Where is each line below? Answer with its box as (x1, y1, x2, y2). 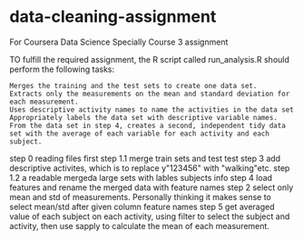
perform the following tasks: (9, 64, 115, 75)
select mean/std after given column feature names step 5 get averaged (9, 201, 275, 212)
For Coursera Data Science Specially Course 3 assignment (9, 36, 229, 47)
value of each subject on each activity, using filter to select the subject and (9, 211, 290, 222)
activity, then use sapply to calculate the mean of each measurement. (9, 220, 270, 231)
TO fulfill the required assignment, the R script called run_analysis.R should (9, 54, 290, 65)
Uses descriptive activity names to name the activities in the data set (9, 105, 295, 115)
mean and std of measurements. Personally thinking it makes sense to (9, 191, 272, 202)
